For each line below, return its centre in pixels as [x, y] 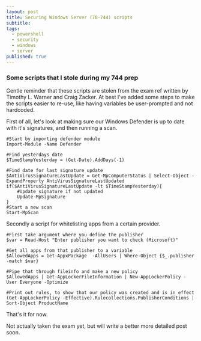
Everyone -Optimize [44, 282]
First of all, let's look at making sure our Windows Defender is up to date [95, 121]
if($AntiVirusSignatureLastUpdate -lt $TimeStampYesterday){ [84, 186]
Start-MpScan [22, 212]
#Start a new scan [29, 207]
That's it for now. [27, 314]
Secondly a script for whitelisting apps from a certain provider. [83, 224]
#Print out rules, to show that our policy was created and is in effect [100, 292]
